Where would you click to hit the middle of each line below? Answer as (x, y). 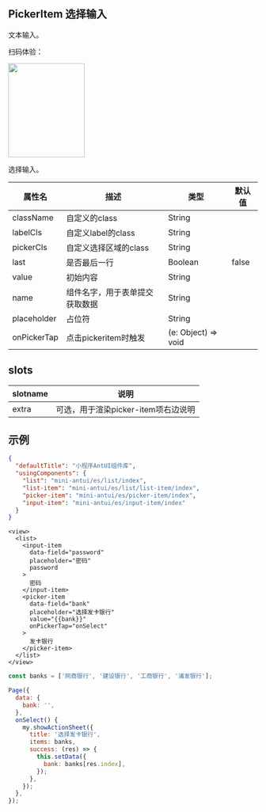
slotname (30, 393)
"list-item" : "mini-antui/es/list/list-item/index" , (111, 488)
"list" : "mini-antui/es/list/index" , (85, 481)
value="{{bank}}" (58, 620)
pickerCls (30, 247)
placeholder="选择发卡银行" (72, 613)
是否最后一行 (90, 262)
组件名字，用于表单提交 (110, 292)
